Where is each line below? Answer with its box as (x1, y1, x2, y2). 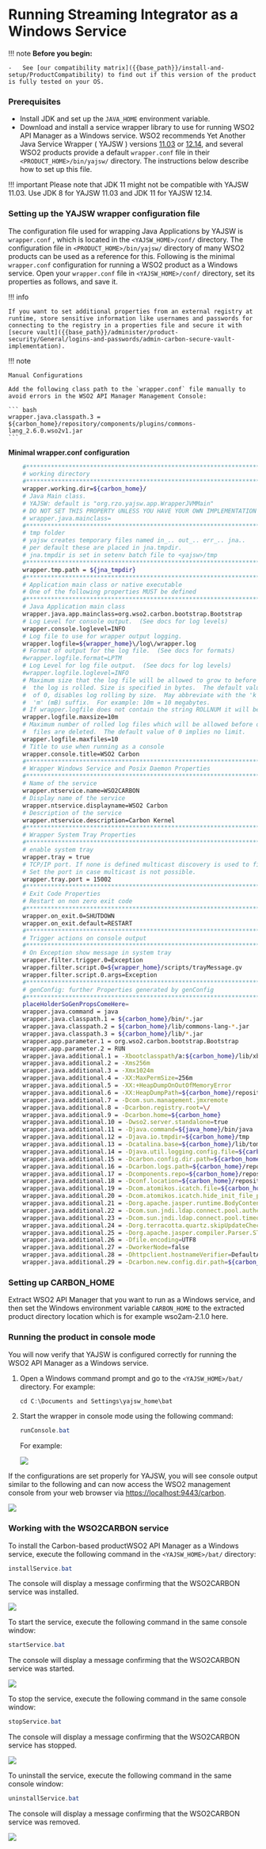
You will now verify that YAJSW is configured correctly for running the (8, 1349, 237, 1359)
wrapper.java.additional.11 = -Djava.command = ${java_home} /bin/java (22, 1126, 253, 1134)
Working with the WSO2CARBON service (8, 1523, 169, 1534)
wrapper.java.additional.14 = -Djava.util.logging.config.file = (22, 1147, 239, 1156)
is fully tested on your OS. (8, 78, 104, 86)
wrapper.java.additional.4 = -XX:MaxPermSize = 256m (22, 1074, 193, 1082)
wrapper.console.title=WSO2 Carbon (22, 750, 140, 758)
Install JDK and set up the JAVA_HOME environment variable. (19, 114, 211, 124)
